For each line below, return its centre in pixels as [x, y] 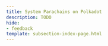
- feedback [20, 28]
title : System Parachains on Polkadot [54, 12]
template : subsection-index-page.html [54, 34]
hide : [13, 23]
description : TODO [29, 17]
